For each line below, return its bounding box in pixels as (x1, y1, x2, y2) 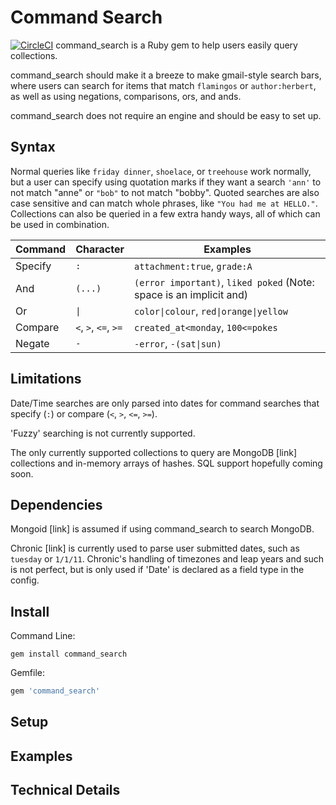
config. (10, 574, 40, 586)
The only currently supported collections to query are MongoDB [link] (10, 446, 298, 458)
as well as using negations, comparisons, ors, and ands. (10, 90, 242, 102)
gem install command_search (10, 649, 128, 660)
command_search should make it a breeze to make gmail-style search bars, (10, 69, 322, 81)
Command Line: (10, 630, 76, 642)
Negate (15, 336, 50, 350)
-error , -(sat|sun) (134, 336, 222, 350)
